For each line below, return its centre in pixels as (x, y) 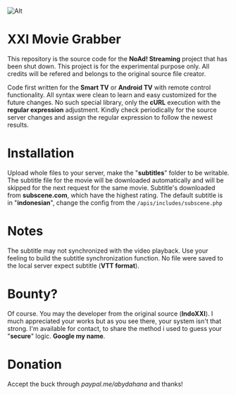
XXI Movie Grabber (64, 39)
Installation (41, 153)
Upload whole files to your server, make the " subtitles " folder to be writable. (118, 173)
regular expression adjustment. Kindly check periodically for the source (112, 110)
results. (18, 125)
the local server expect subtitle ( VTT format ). (73, 265)
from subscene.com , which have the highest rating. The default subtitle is (115, 195)
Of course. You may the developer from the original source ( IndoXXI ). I (110, 313)
